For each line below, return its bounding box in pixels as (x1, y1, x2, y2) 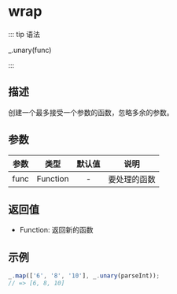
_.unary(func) (8, 45, 52, 54)
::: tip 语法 (8, 29, 41, 39)
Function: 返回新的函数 (19, 225, 94, 235)
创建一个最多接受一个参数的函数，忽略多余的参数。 (8, 107, 174, 117)
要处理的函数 (108, 173, 156, 184)
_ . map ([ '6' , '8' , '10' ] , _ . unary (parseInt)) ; (8, 272, 160, 280)
